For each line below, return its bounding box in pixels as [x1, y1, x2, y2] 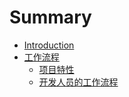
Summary [9, 6, 92, 29]
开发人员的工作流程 [38, 76, 119, 88]
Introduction [23, 39, 75, 51]
